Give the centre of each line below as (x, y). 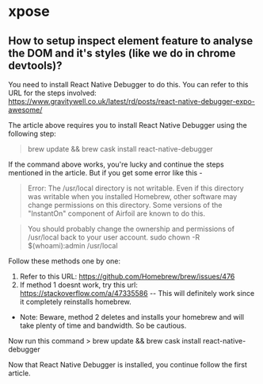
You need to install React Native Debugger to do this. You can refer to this (128, 84)
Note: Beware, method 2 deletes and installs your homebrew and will (131, 317)
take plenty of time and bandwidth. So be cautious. (103, 325)
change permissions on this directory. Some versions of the (125, 205)
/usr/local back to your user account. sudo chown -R (114, 237)
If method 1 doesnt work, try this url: (79, 285)
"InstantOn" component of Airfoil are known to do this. (116, 213)
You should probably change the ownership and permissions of (131, 229)
